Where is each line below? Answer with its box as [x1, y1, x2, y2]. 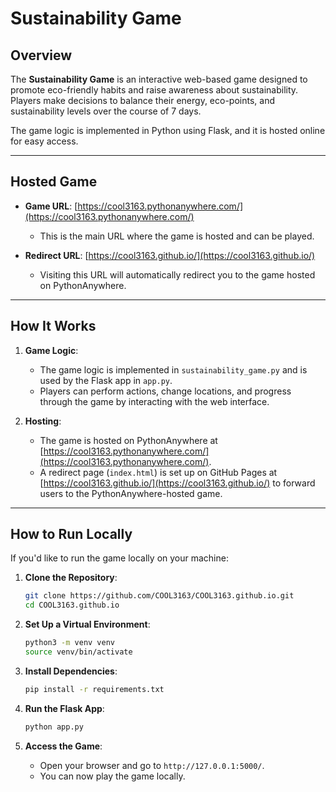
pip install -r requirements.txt [24, 684, 165, 694]
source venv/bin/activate [24, 647, 133, 657]
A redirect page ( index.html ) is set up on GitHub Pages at [39, 466, 278, 478]
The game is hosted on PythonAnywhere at [39, 434, 218, 446]
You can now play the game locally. [39, 770, 186, 782]
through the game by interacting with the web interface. [39, 395, 270, 407]
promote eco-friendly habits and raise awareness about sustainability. [10, 84, 299, 96]
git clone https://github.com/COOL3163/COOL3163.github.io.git [24, 591, 295, 601]
